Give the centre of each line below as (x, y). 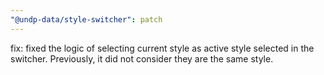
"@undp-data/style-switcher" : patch (86, 19)
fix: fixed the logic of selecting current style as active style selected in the (162, 48)
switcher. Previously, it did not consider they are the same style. (142, 58)
